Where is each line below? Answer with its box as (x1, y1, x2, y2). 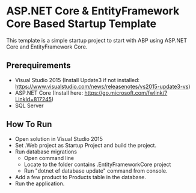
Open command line (23, 154, 75, 161)
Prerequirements (6, 61, 71, 71)
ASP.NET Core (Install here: (14, 89, 84, 96)
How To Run (6, 119, 52, 129)
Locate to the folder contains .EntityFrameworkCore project (23, 161, 171, 168)
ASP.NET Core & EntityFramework (6, 4, 180, 18)
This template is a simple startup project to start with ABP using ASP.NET (6, 37, 188, 44)
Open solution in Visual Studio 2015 (14, 135, 103, 142)
